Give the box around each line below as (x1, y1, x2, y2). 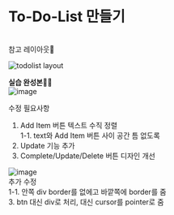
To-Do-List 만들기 (8, 7, 125, 26)
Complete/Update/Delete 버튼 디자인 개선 (19, 151, 155, 161)
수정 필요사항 (8, 103, 50, 113)
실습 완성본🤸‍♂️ (8, 77, 53, 87)
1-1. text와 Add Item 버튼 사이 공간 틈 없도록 (19, 131, 160, 140)
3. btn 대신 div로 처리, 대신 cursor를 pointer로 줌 (8, 196, 164, 207)
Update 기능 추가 (19, 140, 75, 150)
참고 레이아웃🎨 (8, 44, 55, 54)
